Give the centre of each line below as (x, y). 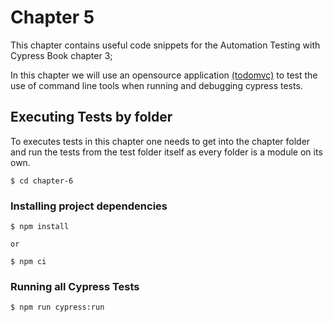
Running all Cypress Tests (75, 286)
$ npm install (40, 227)
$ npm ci (28, 262)
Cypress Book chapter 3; (61, 55)
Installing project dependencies (89, 206)
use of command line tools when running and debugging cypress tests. (156, 85)
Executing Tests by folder (91, 117)
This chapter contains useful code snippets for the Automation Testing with (165, 45)
